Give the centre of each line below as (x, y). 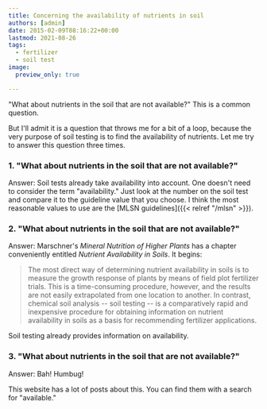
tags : (17, 45)
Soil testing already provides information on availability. (99, 336)
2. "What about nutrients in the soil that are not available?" (124, 229)
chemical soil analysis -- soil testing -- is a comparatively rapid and (138, 303)
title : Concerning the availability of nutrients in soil (106, 15)
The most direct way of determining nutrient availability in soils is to (138, 270)
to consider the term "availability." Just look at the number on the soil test (128, 191)
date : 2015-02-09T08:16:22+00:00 (64, 30)
